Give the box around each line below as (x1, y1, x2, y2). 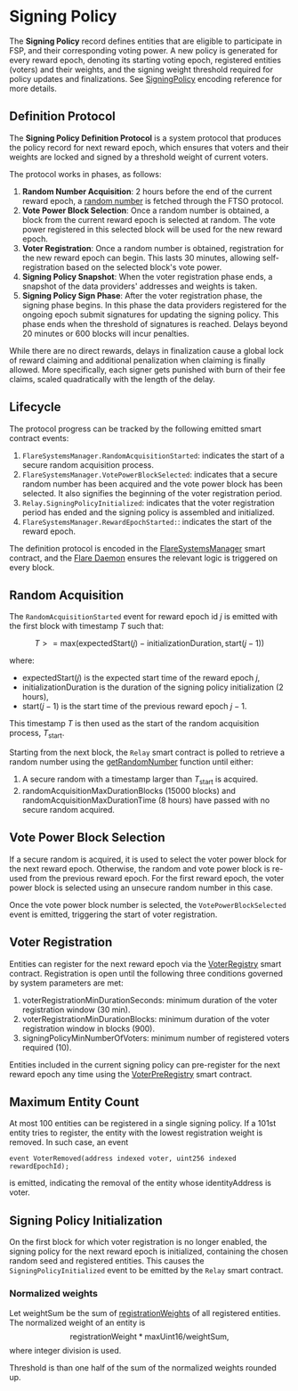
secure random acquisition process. (21, 459, 154, 470)
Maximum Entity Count (9, 1094, 140, 1109)
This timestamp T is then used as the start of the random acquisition (9, 718, 260, 729)
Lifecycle (9, 399, 61, 415)
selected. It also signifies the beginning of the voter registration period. (21, 487, 283, 498)
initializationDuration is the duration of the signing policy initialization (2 (21, 682, 285, 692)
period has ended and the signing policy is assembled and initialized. (21, 506, 276, 518)
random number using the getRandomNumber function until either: (9, 757, 254, 767)
